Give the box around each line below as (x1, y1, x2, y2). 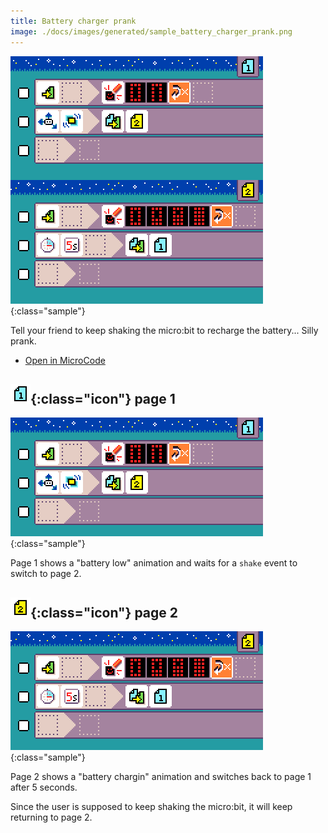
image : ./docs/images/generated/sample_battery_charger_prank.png (10, 26, 293, 37)
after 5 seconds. (10, 781, 78, 794)
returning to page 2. (10, 811, 93, 824)
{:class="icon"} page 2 (30, 604, 179, 621)
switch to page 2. (10, 568, 82, 580)
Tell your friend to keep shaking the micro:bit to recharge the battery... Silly (10, 324, 319, 336)
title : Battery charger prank (10, 16, 137, 26)
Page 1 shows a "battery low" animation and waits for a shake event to (10, 557, 298, 569)
